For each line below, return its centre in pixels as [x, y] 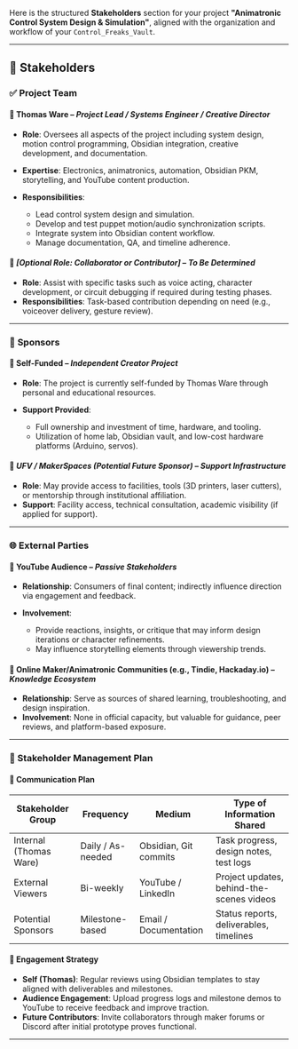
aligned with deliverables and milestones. [98, 989]
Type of [250, 803]
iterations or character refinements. [100, 640]
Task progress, [247, 840]
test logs [234, 862]
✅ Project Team [43, 93]
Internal [30, 840]
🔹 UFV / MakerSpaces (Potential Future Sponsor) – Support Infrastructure [148, 466]
